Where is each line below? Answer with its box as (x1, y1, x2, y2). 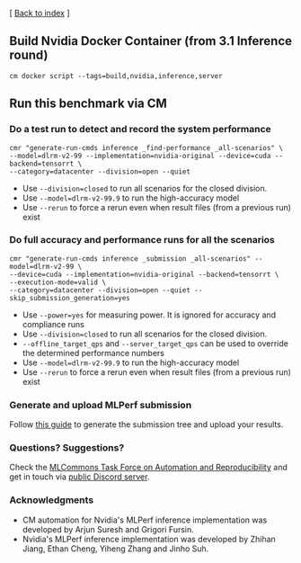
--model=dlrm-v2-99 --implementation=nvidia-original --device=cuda (9, 151, 271, 160)
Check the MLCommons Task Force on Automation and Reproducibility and (9, 462, 288, 473)
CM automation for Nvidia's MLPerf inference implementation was (22, 514, 268, 525)
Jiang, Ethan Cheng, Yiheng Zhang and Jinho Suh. (22, 543, 209, 554)
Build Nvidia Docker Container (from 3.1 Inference (9, 33, 293, 49)
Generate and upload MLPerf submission (9, 398, 192, 411)
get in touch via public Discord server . (9, 471, 150, 482)
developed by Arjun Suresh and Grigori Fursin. (22, 523, 195, 534)
